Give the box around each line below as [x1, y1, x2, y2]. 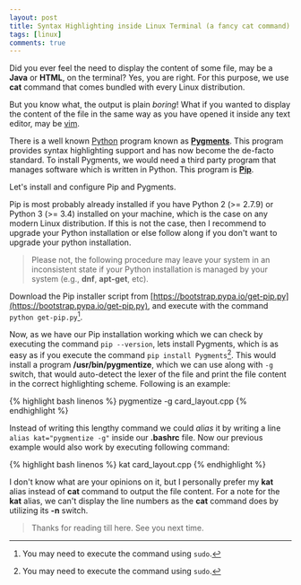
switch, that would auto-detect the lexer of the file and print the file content [9, 369, 287, 380]
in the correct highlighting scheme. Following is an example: [9, 378, 231, 389]
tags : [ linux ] [9, 30, 63, 39]
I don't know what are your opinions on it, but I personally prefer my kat [9, 476, 274, 487]
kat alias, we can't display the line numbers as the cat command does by [9, 495, 279, 506]
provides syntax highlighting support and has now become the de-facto [9, 145, 275, 156]
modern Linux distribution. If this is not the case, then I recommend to [9, 218, 267, 229]
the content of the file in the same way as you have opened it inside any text [9, 109, 291, 119]
